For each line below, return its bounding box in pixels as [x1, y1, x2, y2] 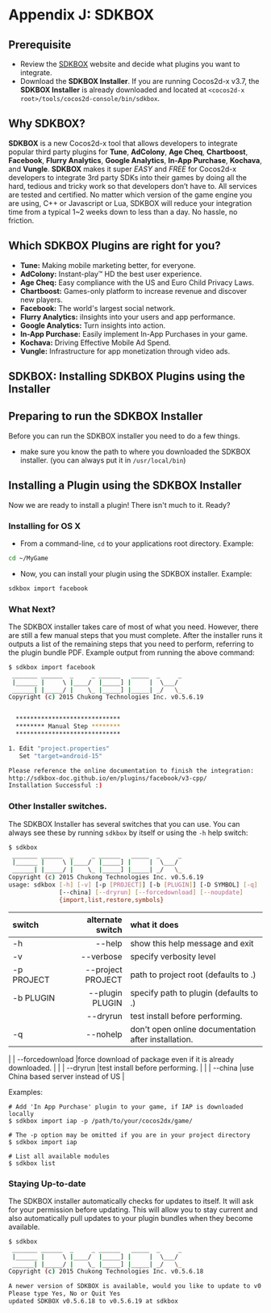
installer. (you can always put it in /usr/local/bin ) [19, 455, 186, 465]
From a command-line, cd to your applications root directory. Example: [19, 539, 254, 548]
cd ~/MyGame [8, 554, 48, 562]
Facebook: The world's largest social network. [19, 303, 176, 313]
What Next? [8, 603, 56, 615]
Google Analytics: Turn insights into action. [19, 321, 166, 330]
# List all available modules [8, 1152, 110, 1160]
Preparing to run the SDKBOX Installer [8, 409, 203, 423]
